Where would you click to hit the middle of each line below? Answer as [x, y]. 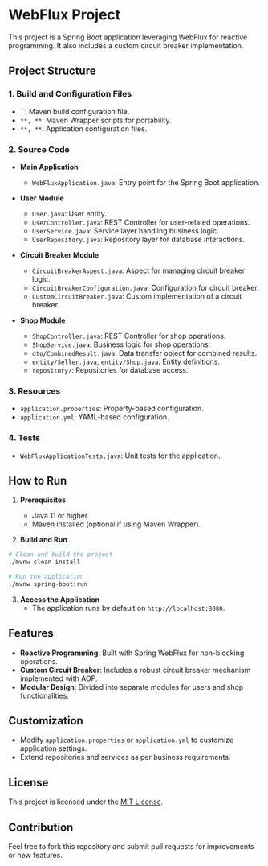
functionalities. [45, 695]
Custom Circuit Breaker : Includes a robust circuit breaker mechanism [135, 670]
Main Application [49, 167]
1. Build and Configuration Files [70, 94]
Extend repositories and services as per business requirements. [125, 757]
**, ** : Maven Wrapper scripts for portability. [95, 120]
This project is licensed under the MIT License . [86, 802]
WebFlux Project [65, 15]
